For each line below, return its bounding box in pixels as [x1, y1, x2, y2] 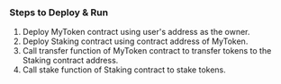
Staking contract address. [22, 55, 119, 66]
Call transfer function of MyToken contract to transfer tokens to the [22, 46, 272, 56]
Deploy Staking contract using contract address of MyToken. [22, 36, 249, 46]
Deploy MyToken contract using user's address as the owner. [22, 27, 250, 38]
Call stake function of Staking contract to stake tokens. [22, 64, 227, 75]
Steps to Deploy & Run [9, 6, 109, 19]
